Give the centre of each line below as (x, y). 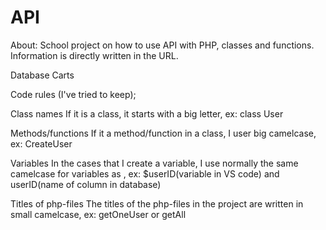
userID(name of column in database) (86, 184)
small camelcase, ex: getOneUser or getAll (98, 214)
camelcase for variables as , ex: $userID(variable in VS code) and (145, 173)
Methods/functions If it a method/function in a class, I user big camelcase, (163, 133)
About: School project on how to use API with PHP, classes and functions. (162, 45)
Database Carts (42, 75)
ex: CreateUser (41, 143)
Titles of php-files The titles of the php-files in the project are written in (157, 203)
